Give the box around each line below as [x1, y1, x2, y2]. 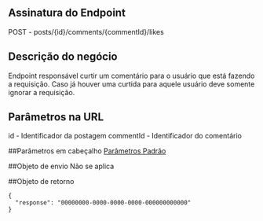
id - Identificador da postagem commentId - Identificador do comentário [8, 131, 242, 141]
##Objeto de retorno [8, 177, 75, 186]
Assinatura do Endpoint [8, 6, 126, 20]
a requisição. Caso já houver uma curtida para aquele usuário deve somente [8, 79, 255, 89]
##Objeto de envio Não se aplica [8, 161, 115, 171]
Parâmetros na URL [8, 110, 104, 124]
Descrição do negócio [8, 50, 118, 64]
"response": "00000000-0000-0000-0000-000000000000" [15, 199, 192, 207]
